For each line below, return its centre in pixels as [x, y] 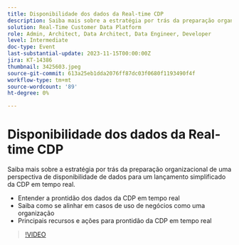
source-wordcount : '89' [43, 87]
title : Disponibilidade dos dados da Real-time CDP [85, 14]
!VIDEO [35, 234]
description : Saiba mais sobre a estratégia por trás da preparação [111, 21]
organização [36, 213]
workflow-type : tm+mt [39, 80]
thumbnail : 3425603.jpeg [44, 67]
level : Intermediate [38, 40]
